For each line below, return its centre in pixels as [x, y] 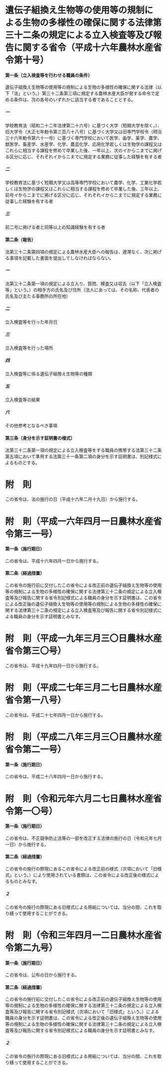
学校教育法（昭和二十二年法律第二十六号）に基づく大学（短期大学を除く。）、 [83, 126]
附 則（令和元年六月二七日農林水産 [79, 799]
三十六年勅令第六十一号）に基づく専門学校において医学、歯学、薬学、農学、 [83, 138]
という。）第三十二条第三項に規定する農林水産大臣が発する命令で [89, 93]
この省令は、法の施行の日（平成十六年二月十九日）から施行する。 [73, 499]
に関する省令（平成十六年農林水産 [84, 48]
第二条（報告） [20, 240]
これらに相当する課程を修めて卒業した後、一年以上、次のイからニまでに [79, 151]
